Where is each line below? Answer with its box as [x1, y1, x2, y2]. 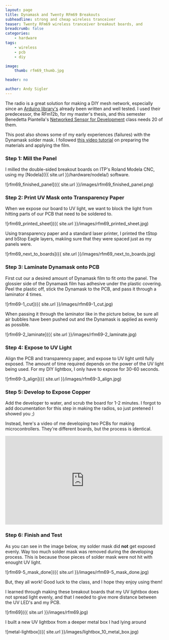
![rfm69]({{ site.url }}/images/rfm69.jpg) [5, 609, 89, 615]
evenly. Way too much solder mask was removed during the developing [5, 549, 153, 555]
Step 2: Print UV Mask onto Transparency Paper [5, 194, 125, 201]
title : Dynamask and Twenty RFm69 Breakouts [5, 12, 100, 17]
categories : [5, 31, 30, 36]
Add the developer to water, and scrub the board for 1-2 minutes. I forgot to [5, 400, 161, 406]
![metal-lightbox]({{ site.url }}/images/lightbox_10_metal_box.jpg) [5, 628, 139, 634]
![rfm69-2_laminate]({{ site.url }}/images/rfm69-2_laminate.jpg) [5, 331, 137, 337]
